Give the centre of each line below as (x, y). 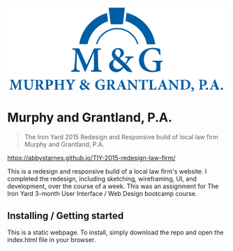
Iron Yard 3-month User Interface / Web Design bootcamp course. (102, 194)
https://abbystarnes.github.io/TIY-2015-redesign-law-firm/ (91, 158)
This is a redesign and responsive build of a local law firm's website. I (107, 172)
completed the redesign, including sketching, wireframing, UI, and (102, 179)
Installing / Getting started (66, 216)
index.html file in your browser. (52, 239)
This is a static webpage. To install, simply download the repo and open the (115, 232)
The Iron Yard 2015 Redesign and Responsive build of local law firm (121, 137)
